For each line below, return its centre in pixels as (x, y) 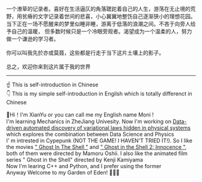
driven (14, 128)
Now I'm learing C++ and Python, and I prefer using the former (84, 166)
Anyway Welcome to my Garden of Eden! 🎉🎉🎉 (63, 172)
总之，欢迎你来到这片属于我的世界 (48, 67)
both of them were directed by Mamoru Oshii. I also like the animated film (97, 153)
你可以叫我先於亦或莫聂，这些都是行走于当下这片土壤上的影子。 (85, 53)
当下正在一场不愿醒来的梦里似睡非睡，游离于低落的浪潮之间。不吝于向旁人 (98, 24)
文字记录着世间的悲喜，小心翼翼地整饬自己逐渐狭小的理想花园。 (117, 16)
